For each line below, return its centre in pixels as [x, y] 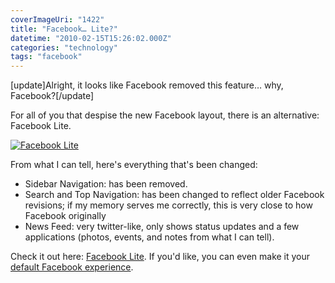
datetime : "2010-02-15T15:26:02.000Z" [91, 38]
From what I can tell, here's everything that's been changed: [134, 165]
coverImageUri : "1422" [57, 19]
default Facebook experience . [72, 267]
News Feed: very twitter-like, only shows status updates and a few [162, 227]
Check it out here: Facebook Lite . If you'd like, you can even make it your [160, 257]
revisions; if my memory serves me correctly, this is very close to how [168, 205]
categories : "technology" [64, 47]
